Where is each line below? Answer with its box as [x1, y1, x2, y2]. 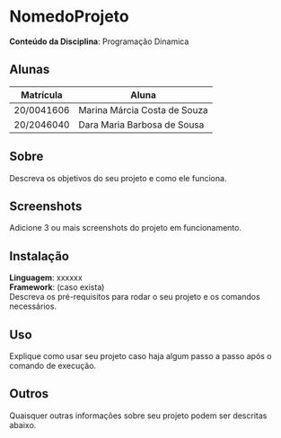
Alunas [9, 62, 50, 77]
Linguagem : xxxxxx [9, 272, 83, 284]
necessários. [9, 301, 57, 311]
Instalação [9, 249, 70, 264]
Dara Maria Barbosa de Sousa [78, 118, 205, 131]
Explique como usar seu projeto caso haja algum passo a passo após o [9, 351, 272, 361]
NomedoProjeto [9, 6, 130, 27]
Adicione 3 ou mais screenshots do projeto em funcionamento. [9, 223, 242, 233]
